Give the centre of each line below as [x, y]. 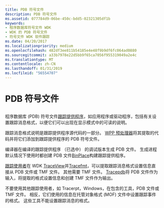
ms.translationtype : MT [29, 60]
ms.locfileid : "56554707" [31, 73]
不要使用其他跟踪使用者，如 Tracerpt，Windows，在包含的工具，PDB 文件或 [82, 188]
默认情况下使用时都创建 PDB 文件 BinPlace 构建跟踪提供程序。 [67, 156]
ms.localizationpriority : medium [39, 46]
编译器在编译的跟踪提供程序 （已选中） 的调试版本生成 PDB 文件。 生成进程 [81, 149]
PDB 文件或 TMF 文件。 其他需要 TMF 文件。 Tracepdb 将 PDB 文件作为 [86, 172]
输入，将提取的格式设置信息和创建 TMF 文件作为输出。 [60, 178]
